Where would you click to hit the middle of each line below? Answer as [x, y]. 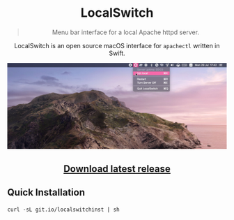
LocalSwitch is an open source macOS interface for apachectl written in [117, 45]
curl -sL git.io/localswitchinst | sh [63, 210]
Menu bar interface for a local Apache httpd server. [126, 32]
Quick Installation [46, 192]
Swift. [117, 53]
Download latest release [117, 169]
